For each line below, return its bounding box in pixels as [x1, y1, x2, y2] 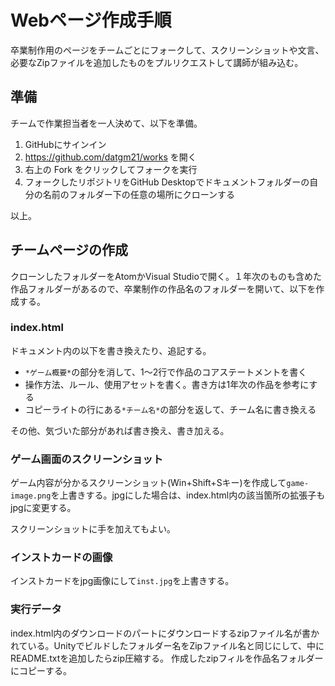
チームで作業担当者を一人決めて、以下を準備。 [10, 117, 203, 129]
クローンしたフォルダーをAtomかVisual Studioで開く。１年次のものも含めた [10, 270, 322, 282]
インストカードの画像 [10, 551, 113, 565]
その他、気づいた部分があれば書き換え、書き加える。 [10, 424, 230, 436]
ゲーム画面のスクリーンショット [10, 452, 164, 466]
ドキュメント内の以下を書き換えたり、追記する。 [10, 344, 212, 356]
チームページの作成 [10, 242, 128, 259]
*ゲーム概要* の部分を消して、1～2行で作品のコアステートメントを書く [24, 366, 308, 378]
